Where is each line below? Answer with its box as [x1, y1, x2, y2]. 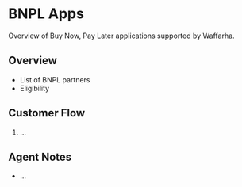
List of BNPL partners [19, 74, 90, 84]
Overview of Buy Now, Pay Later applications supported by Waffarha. [8, 31, 236, 40]
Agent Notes [8, 150, 72, 163]
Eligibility [19, 83, 50, 93]
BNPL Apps [8, 5, 85, 23]
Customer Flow [8, 106, 86, 120]
